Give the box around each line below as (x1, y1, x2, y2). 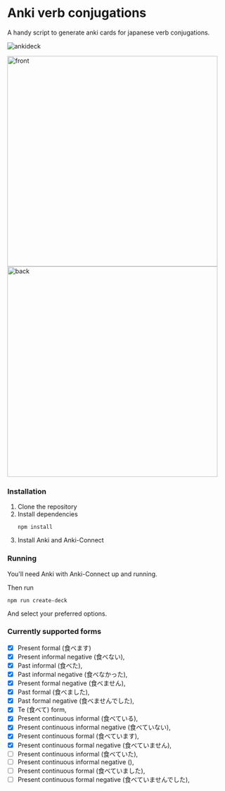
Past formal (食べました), (17, 688, 90, 697)
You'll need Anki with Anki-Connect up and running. (7, 569, 157, 578)
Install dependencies (17, 510, 79, 518)
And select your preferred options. (7, 609, 108, 618)
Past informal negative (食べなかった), (17, 671, 128, 679)
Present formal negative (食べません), (17, 679, 126, 687)
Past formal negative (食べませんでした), (17, 697, 135, 705)
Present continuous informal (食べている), (17, 714, 139, 723)
